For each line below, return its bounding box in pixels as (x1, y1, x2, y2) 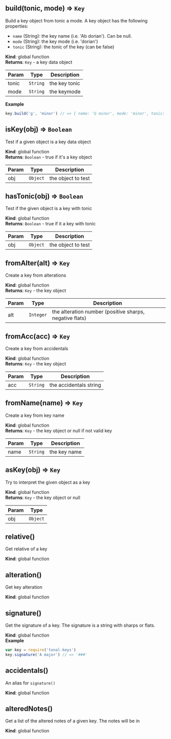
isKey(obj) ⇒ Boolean (5, 125, 72, 134)
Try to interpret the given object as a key (5, 479, 91, 485)
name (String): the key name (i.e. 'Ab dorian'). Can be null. (12, 33, 132, 39)
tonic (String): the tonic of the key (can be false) (12, 43, 115, 50)
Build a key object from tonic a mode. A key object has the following (5, 17, 148, 23)
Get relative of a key (5, 546, 47, 552)
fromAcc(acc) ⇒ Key (5, 332, 70, 340)
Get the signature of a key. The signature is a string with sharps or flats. (5, 622, 155, 628)
